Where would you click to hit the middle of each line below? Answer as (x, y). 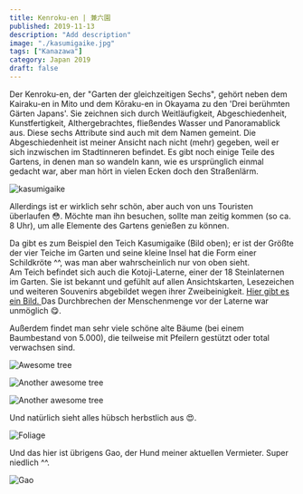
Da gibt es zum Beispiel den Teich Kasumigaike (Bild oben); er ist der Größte (151, 243)
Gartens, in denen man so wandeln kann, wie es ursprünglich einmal (137, 161)
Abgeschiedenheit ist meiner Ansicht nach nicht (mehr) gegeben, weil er (144, 142)
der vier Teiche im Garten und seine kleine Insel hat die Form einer (133, 252)
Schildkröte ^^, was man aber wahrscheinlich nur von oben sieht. (130, 262)
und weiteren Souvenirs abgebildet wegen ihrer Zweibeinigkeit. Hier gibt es (149, 291)
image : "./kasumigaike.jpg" (62, 43)
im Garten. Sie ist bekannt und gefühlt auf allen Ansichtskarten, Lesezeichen (152, 281)
